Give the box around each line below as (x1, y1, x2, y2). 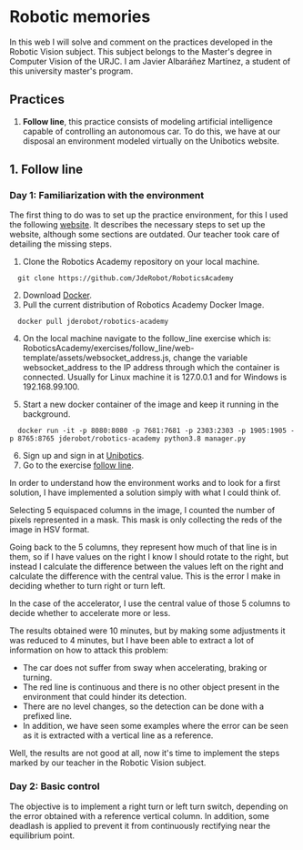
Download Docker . (22, 289, 93, 301)
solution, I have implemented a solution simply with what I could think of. (9, 487, 281, 498)
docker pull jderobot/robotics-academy (17, 317, 169, 327)
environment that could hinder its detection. (22, 692, 187, 703)
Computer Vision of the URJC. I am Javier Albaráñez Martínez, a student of (9, 56, 291, 66)
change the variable (172, 352, 248, 363)
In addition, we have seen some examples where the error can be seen (22, 721, 288, 732)
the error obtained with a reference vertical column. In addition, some (9, 810, 270, 821)
